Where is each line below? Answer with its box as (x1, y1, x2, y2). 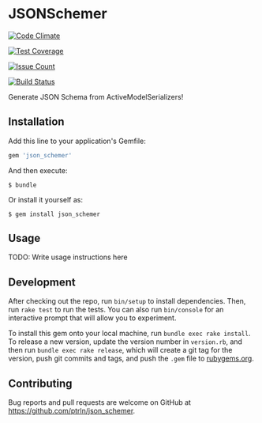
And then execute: (8, 165, 68, 175)
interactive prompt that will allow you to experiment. (8, 313, 177, 323)
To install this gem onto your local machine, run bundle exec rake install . (8, 329, 251, 338)
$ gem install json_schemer (8, 210, 101, 218)
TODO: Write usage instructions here (8, 252, 128, 262)
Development (8, 275, 77, 289)
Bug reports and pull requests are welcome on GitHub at (8, 398, 192, 407)
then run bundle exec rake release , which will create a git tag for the (8, 346, 233, 355)
